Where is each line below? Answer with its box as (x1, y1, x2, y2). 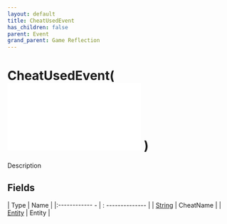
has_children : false (7, 24, 69, 31)
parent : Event (7, 30, 50, 38)
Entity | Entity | (7, 208, 51, 217)
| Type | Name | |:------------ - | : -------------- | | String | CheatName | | (7, 200, 222, 209)
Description (7, 161, 41, 170)
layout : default (7, 10, 56, 18)
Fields (7, 182, 36, 194)
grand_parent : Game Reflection (7, 37, 100, 44)
